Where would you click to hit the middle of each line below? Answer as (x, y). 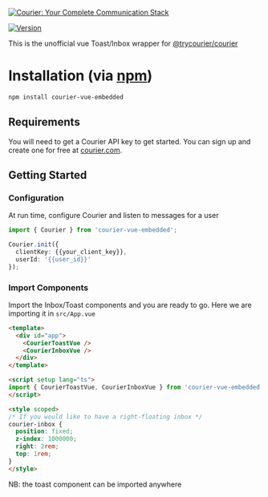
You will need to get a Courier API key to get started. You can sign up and (130, 141)
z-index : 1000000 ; (47, 439)
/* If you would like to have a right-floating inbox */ (106, 417)
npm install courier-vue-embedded (66, 97)
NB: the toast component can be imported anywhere (95, 484)
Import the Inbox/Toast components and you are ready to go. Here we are (130, 305)
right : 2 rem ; (37, 446)
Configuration (36, 198)
